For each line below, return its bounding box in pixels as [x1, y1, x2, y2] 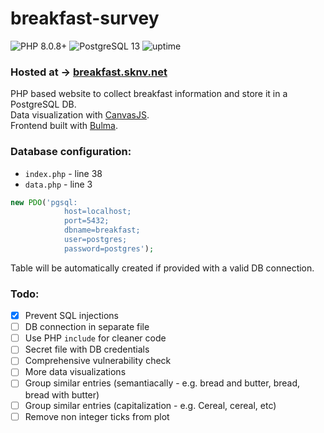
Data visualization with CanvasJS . [10, 109, 150, 121]
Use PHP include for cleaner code [24, 332, 167, 344]
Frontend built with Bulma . [10, 120, 118, 132]
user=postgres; [63, 235, 128, 245]
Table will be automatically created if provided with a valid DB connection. [10, 262, 315, 274]
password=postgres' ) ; [63, 243, 155, 254]
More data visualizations [24, 366, 127, 378]
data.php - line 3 [24, 178, 93, 190]
